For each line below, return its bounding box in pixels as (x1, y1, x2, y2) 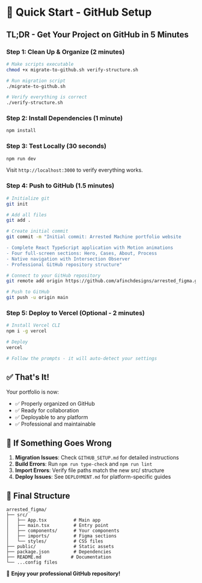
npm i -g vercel (6, 328, 47, 334)
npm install (6, 128, 36, 134)
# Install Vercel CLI (6, 323, 61, 329)
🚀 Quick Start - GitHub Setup (6, 5, 152, 19)
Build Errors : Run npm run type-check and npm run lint (14, 461, 153, 468)
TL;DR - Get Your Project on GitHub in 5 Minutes (6, 30, 189, 40)
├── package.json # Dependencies (6, 549, 112, 555)
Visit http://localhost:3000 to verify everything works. (6, 166, 143, 174)
